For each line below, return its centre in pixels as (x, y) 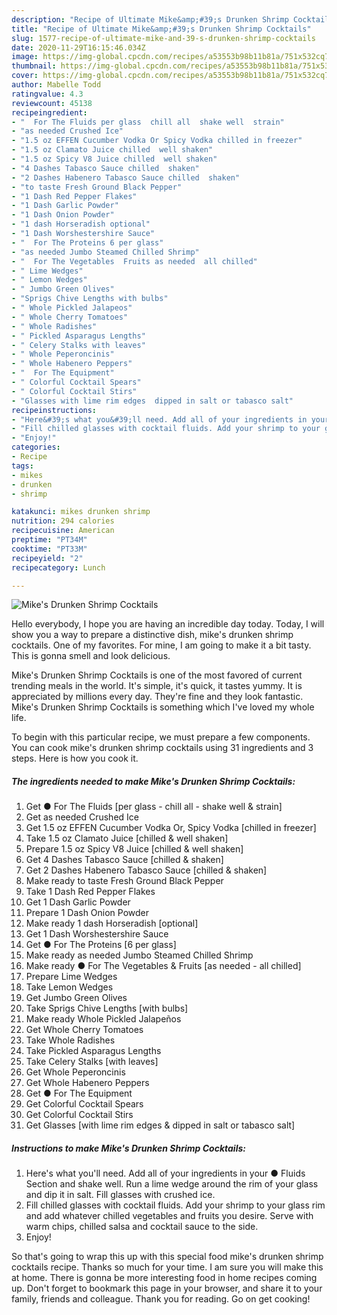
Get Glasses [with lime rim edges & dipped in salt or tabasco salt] (160, 1125)
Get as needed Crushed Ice (82, 817)
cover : (25, 76)
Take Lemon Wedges (69, 987)
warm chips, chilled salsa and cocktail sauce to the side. (142, 1227)
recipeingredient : (49, 112)
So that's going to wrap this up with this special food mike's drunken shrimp (167, 1257)
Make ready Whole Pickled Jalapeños (103, 1019)
